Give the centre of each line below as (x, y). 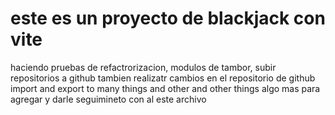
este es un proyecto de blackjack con (168, 18)
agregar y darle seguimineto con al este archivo (108, 99)
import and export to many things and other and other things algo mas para (165, 88)
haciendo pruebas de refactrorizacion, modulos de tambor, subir (143, 67)
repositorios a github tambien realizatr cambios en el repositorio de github (163, 78)
